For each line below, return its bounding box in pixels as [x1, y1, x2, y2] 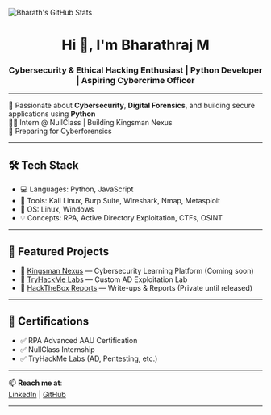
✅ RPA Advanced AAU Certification [19, 335, 138, 345]
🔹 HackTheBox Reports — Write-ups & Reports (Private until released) [19, 283, 252, 293]
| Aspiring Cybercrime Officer [76, 75, 195, 86]
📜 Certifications [8, 314, 90, 328]
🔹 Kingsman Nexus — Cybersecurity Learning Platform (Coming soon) [19, 266, 254, 276]
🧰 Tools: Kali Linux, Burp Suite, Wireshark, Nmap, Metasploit [19, 196, 220, 206]
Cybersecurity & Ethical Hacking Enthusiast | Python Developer [8, 65, 263, 76]
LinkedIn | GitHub [8, 389, 66, 399]
